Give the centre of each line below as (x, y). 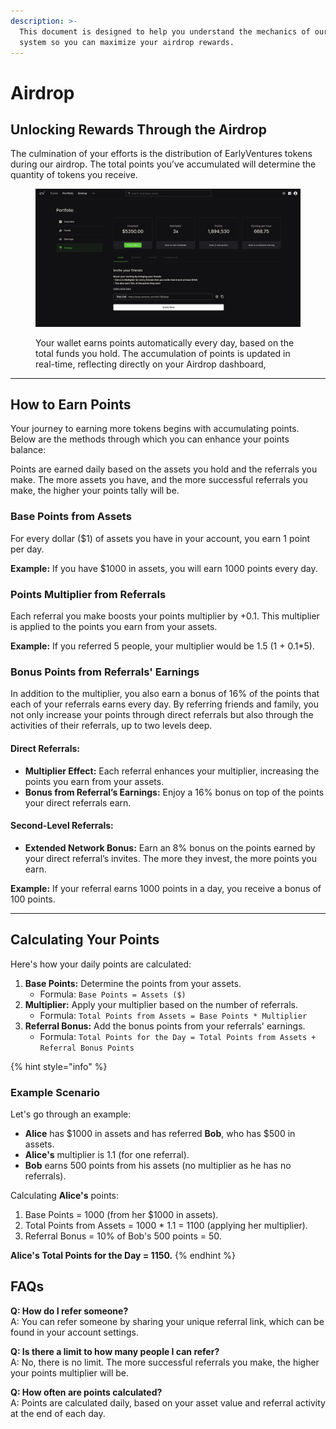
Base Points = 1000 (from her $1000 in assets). (121, 1214)
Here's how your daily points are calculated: (101, 964)
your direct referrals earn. (78, 802)
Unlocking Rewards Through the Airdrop (138, 129)
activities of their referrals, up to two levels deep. (111, 726)
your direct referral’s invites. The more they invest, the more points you (171, 858)
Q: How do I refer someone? (69, 1311)
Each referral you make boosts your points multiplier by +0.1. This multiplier (165, 616)
